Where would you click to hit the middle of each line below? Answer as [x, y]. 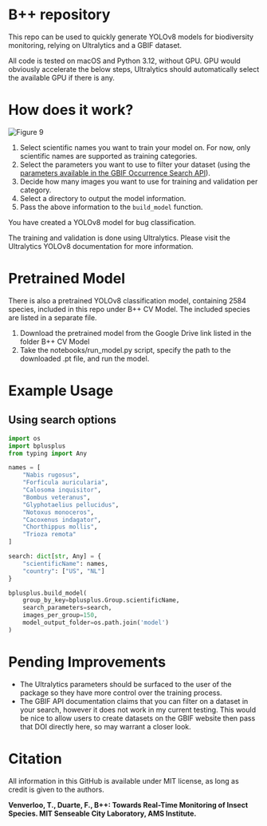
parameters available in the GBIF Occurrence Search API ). [115, 172]
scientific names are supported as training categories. [108, 156]
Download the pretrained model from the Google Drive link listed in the [135, 333]
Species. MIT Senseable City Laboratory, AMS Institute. [102, 813]
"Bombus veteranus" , [57, 497]
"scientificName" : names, [66, 563]
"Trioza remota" [50, 535]
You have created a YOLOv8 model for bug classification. [102, 222]
